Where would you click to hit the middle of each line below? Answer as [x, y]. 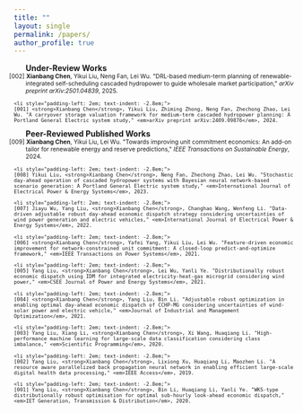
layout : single [42, 26]
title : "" [32, 18]
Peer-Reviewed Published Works [88, 134]
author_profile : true [54, 43]
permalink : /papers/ [52, 34]
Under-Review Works [66, 68]
